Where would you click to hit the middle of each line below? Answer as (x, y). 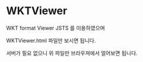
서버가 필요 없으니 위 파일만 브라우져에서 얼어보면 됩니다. (72, 53)
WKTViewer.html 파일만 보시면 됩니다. (51, 40)
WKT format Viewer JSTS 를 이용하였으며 (55, 28)
